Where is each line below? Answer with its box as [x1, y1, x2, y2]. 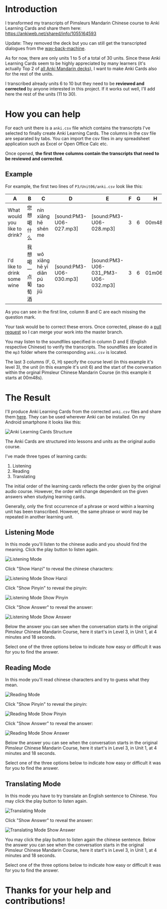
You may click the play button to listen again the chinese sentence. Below [5, 836, 156, 843]
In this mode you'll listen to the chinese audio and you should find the [5, 541, 148, 547]
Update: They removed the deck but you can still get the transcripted [5, 40, 147, 46]
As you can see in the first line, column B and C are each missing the [5, 309, 146, 315]
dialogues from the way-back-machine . [5, 45, 86, 51]
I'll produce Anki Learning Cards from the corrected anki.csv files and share [5, 409, 162, 414]
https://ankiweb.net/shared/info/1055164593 [5, 30, 97, 36]
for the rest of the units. [5, 71, 54, 77]
